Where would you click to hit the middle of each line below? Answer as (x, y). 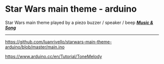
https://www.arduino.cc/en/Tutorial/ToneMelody (54, 56)
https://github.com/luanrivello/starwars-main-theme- (59, 42)
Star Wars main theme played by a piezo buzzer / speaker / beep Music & (79, 22)
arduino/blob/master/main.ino (35, 47)
